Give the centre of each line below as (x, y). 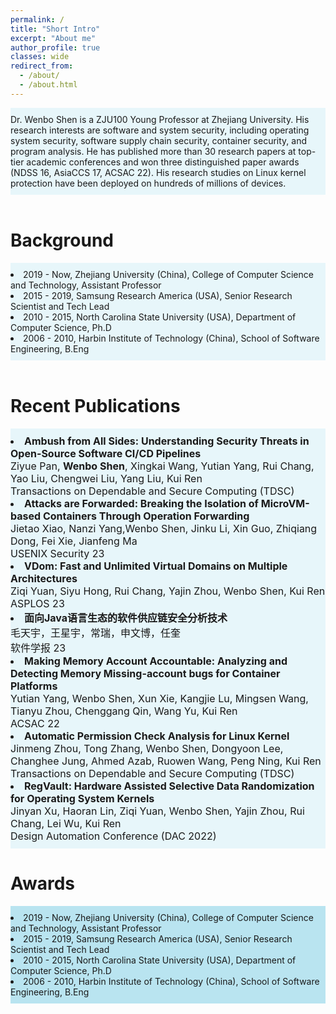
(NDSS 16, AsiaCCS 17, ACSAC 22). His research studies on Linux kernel (158, 172)
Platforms (34, 686)
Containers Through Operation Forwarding (146, 516)
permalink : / (37, 19)
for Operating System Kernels (82, 798)
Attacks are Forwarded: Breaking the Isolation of (141, 503)
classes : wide (40, 57)
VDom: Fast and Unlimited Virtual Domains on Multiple (156, 566)
